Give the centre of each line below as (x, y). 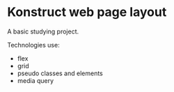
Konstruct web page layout (87, 12)
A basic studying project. (43, 31)
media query (35, 80)
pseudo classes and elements (60, 73)
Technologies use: (34, 45)
